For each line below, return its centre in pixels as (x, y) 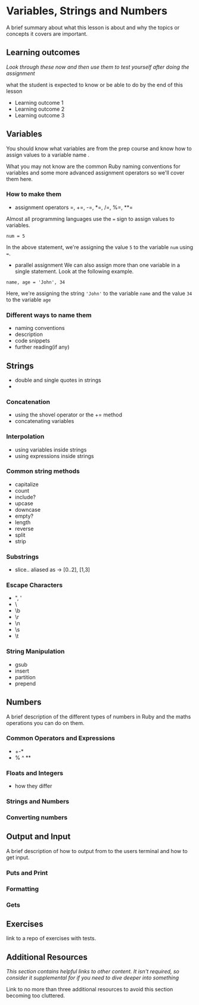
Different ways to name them (49, 315)
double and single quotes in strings (58, 380)
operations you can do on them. (45, 723)
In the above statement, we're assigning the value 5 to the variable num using (100, 247)
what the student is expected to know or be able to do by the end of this (95, 85)
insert (22, 671)
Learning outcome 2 (40, 109)
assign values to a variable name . (48, 155)
